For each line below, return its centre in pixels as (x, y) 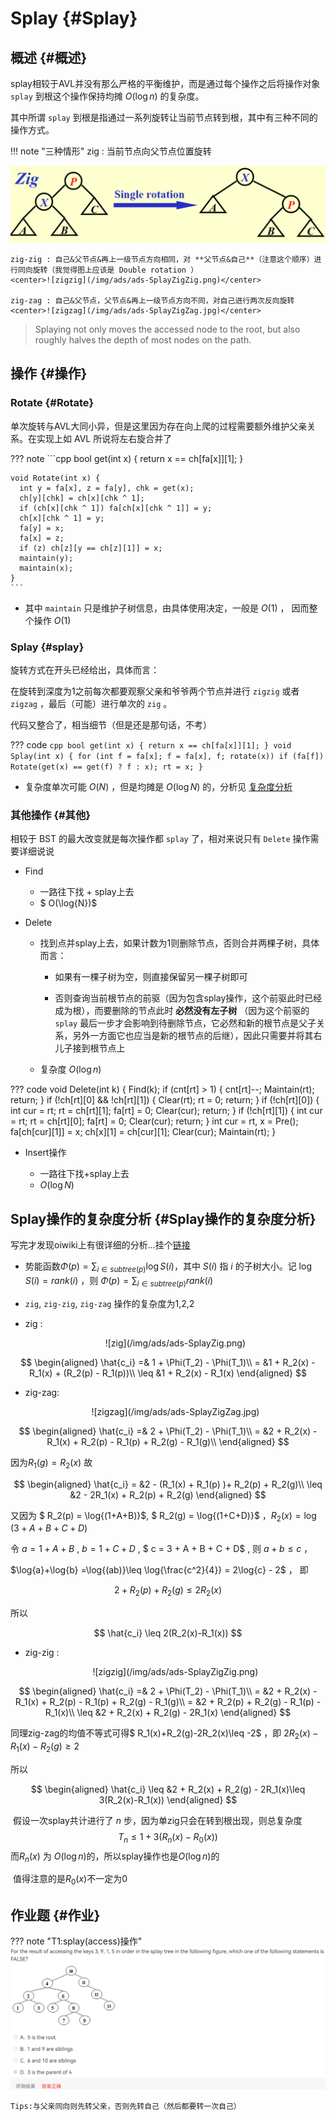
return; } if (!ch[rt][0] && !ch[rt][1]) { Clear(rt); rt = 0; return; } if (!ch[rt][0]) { (165, 1100)
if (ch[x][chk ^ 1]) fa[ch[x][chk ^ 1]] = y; (116, 508)
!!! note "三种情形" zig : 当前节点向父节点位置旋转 (111, 151)
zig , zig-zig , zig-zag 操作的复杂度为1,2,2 (109, 1303)
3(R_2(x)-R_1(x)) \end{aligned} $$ (168, 1799)
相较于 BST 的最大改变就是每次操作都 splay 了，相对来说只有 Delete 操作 (160, 839)
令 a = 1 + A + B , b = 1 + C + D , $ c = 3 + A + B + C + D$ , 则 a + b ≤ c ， (161, 1549)
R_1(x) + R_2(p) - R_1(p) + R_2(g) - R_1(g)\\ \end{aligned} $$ (168, 1441)
